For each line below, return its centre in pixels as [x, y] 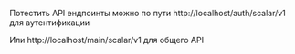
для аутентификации [50, 22]
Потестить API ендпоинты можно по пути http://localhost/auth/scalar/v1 [147, 13]
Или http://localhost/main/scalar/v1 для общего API [106, 40]
